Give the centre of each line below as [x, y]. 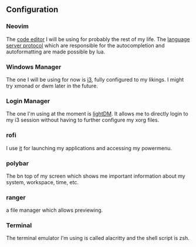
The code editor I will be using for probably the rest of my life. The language [98, 39]
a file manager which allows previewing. [55, 210]
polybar [18, 163]
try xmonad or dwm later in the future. [52, 86]
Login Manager [28, 101]
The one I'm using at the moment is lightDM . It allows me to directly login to [97, 114]
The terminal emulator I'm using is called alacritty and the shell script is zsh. [98, 238]
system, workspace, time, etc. [43, 182]
